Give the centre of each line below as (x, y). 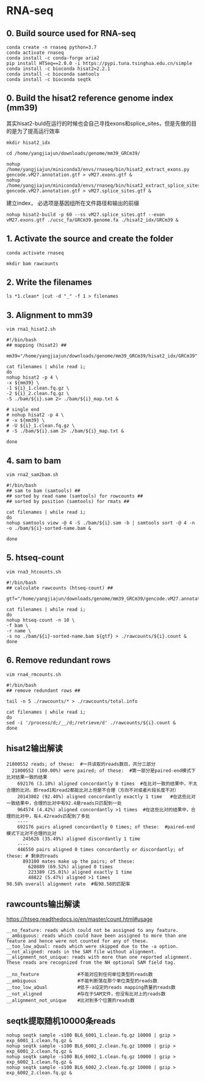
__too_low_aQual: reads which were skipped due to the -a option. (92, 947)
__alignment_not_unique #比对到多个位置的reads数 (71, 1001)
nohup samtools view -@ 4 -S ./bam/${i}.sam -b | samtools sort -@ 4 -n (101, 523)
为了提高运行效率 (38, 131)
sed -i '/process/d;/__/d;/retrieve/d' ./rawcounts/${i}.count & (91, 723)
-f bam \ (17, 626)
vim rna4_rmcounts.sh (34, 675)
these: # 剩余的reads (32, 856)
